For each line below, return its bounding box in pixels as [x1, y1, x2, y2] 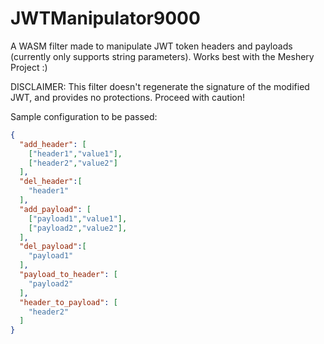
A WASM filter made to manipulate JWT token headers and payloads [10, 40, 293, 52]
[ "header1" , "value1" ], [28, 148, 123, 159]
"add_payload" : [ [19, 204, 92, 214]
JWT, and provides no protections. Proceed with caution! [10, 91, 246, 103]
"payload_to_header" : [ [19, 270, 118, 280]
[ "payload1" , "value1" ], [28, 213, 128, 224]
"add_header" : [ [19, 139, 87, 149]
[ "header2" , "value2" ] [28, 158, 118, 168]
